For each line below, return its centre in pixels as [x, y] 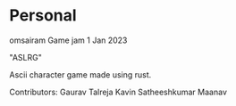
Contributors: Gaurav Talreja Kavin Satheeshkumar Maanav [118, 92]
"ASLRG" [25, 57]
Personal [43, 16]
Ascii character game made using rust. [80, 74]
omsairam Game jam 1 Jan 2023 [68, 40]
